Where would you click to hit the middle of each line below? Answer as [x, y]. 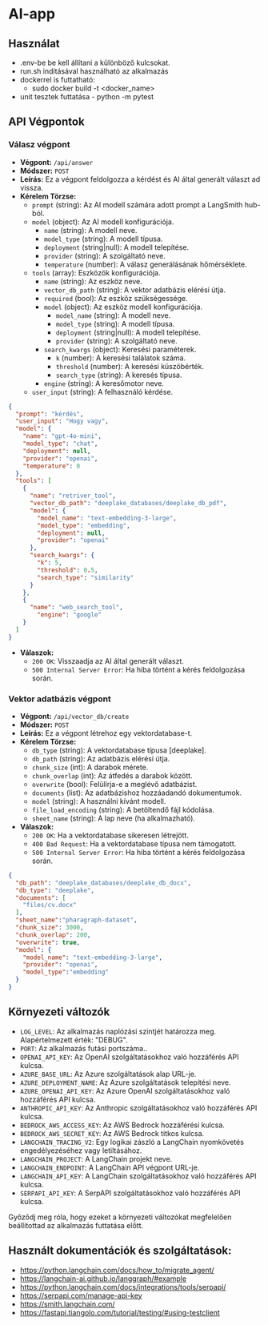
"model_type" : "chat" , [60, 444]
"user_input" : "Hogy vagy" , [62, 421]
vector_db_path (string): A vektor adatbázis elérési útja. [135, 290]
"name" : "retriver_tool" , [72, 496]
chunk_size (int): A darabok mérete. [90, 767]
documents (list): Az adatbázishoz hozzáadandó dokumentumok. [137, 793]
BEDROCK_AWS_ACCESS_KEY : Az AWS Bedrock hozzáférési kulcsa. [122, 1125]
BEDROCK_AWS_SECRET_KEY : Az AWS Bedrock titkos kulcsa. [112, 1133]
